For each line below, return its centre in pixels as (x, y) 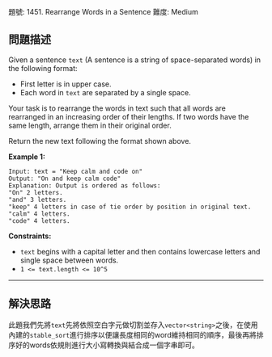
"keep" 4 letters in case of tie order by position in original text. (130, 207)
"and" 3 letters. (38, 199)
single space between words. (69, 260)
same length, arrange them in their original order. (90, 125)
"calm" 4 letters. (39, 214)
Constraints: (30, 236)
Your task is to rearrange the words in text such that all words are (117, 108)
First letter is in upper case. (66, 84)
